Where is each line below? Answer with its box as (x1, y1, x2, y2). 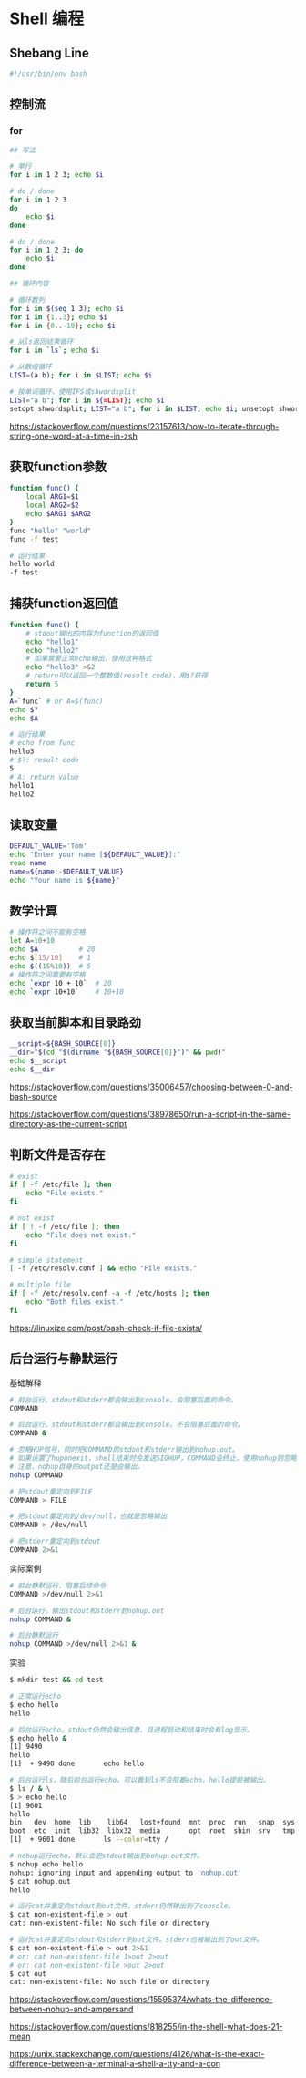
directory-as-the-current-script (9, 1118, 127, 1129)
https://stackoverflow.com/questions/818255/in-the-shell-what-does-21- (9, 2021, 283, 2032)
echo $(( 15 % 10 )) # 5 (9, 961, 92, 971)
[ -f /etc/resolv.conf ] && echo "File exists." (9, 1264, 198, 1273)
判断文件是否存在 (9, 1147, 106, 1163)
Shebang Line (9, 45, 89, 60)
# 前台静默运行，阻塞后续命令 (9, 1581, 107, 1590)
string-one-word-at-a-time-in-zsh (9, 430, 138, 441)
